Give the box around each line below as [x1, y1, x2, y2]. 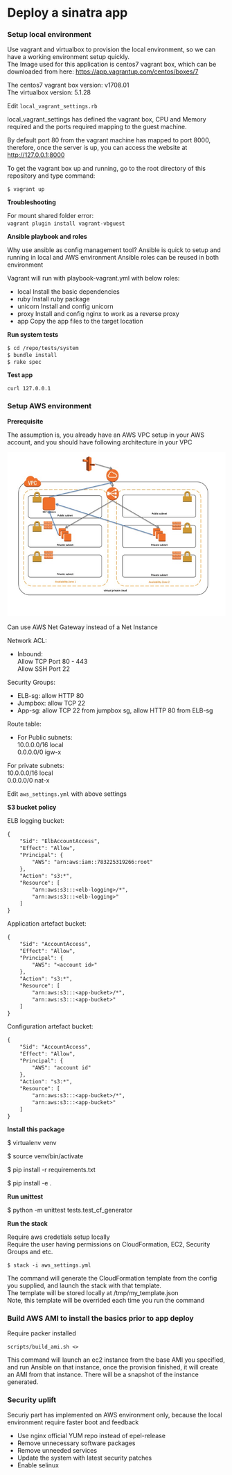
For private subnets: [7, 761, 64, 769]
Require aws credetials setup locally [7, 1233, 110, 1241]
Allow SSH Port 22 [17, 665, 71, 673]
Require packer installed [7, 1329, 76, 1337]
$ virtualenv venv [7, 1138, 57, 1147]
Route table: [7, 719, 42, 728]
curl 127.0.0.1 [7, 385, 51, 392]
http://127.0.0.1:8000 [7, 151, 65, 159]
